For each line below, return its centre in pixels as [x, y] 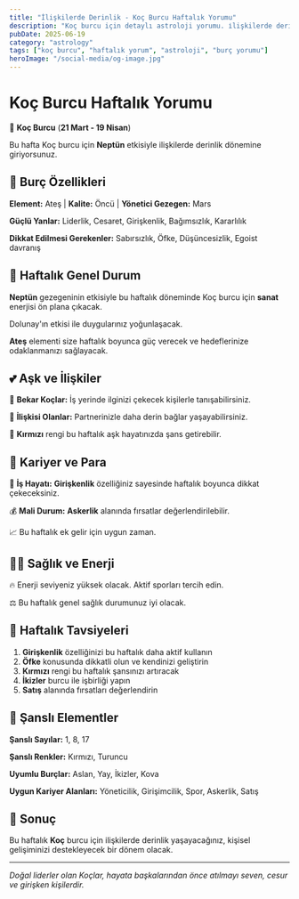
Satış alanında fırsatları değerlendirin [90, 690]
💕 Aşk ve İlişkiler [56, 378]
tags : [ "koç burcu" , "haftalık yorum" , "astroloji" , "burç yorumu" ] [139, 51]
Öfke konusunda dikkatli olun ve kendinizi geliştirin [115, 661]
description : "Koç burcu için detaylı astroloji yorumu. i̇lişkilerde [141, 26]
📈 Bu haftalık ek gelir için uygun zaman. [83, 532]
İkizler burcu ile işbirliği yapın [76, 680]
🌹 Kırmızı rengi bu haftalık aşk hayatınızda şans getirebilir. [116, 434]
